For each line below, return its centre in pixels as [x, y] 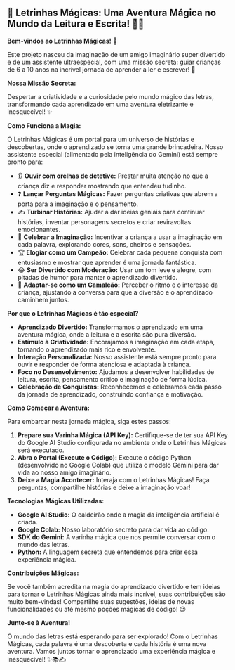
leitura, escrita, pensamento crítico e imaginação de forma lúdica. [112, 379]
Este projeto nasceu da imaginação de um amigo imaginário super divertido [116, 54]
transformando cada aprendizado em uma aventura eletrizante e [101, 104]
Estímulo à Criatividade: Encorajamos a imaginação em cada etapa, [116, 342]
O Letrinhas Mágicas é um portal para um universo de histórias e [101, 139]
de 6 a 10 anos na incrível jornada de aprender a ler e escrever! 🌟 [101, 69]
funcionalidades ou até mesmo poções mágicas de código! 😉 [97, 609]
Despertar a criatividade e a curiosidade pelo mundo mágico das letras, [110, 96]
